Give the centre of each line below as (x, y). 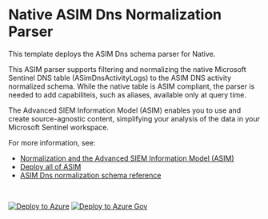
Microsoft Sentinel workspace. (59, 127)
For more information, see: (52, 142)
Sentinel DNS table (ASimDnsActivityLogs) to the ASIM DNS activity (120, 78)
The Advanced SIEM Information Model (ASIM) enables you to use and (125, 110)
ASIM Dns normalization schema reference (90, 175)
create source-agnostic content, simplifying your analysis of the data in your (134, 118)
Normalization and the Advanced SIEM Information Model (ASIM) (127, 158)
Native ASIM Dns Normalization (115, 15)
